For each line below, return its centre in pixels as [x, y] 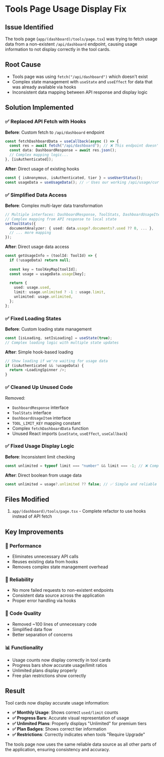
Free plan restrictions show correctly [49, 676]
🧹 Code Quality [23, 613]
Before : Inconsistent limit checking [40, 456]
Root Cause [23, 65]
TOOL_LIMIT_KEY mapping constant [46, 423]
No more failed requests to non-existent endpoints [63, 590]
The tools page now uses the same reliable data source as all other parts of [81, 744]
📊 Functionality [24, 647]
